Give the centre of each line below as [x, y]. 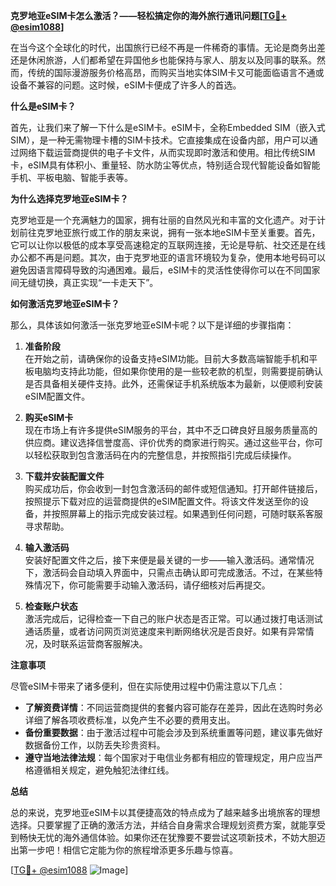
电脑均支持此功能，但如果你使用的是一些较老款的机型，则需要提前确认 [178, 371]
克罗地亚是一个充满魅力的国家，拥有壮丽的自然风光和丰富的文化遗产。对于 [163, 220]
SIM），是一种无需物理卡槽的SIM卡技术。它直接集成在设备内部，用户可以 [160, 140]
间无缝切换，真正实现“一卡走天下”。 [84, 282]
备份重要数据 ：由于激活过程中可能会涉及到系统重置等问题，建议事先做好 [173, 732]
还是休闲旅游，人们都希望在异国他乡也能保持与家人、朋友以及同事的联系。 [163, 60]
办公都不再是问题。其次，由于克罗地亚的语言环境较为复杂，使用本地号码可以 [168, 257]
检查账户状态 [51, 606]
